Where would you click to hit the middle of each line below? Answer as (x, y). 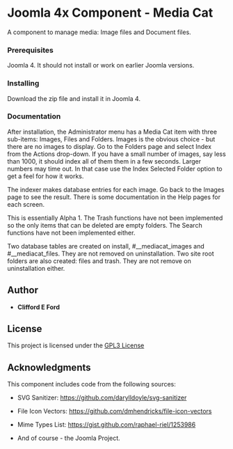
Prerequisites (30, 50)
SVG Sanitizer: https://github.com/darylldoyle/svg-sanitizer (102, 397)
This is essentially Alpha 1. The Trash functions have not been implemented (115, 218)
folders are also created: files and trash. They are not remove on (99, 261)
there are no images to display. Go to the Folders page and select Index (110, 146)
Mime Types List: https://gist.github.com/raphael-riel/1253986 (106, 425)
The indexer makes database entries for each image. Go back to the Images (116, 189)
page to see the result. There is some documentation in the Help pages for (114, 197)
